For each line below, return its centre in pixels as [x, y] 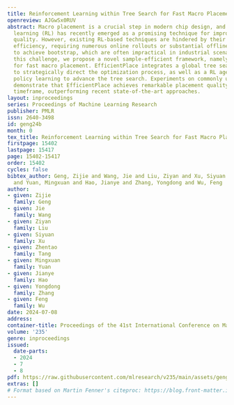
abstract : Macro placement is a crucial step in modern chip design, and [117, 27]
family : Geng [32, 202]
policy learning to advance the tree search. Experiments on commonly [118, 79]
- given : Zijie [29, 196]
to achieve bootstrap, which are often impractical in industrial [112, 53]
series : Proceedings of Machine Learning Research [82, 105]
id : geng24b [24, 124]
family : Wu [29, 306]
